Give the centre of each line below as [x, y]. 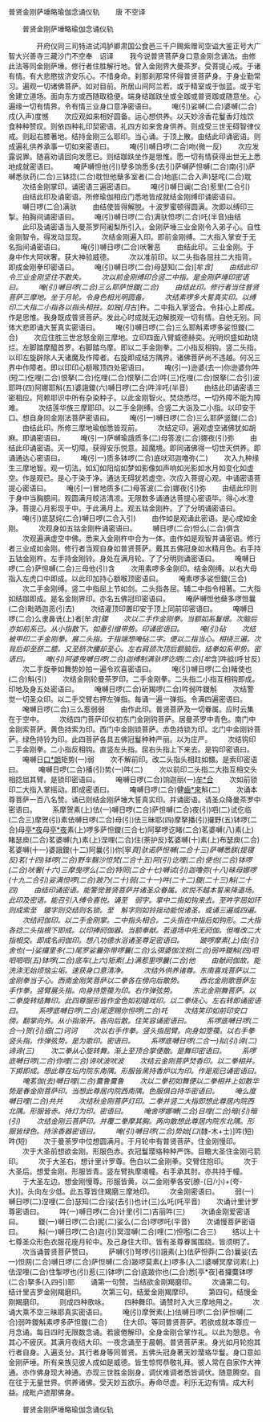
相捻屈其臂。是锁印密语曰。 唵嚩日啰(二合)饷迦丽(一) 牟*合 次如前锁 [133, 779]
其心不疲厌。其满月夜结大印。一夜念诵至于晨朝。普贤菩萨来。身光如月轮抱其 [135, 1342]
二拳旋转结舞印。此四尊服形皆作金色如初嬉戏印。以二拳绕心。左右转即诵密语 [135, 1000]
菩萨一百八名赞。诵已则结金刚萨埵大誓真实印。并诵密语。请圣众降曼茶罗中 [138, 799]
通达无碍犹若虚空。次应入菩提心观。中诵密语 [180, 478]
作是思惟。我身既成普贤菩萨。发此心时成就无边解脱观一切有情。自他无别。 [131, 317]
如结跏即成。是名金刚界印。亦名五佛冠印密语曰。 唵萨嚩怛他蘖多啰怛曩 [132, 598]
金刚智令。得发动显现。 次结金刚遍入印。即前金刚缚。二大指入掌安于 [129, 237]
